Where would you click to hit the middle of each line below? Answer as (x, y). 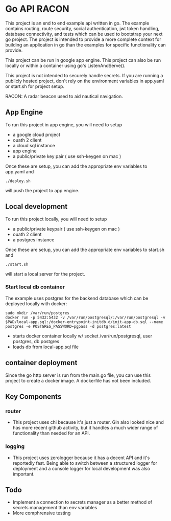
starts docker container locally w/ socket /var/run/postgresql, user (82, 336)
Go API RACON (38, 9)
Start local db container (35, 287)
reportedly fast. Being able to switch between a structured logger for (85, 463)
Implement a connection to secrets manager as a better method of (82, 502)
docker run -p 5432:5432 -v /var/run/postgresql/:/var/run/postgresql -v (86, 318)
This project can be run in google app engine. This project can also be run (83, 60)
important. (23, 474)
